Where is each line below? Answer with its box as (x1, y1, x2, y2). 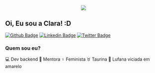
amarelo (5, 64, 22, 70)
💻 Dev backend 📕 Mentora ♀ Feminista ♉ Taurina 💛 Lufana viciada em (5, 56, 150, 62)
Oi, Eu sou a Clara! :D (5, 19, 71, 27)
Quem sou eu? (5, 45, 41, 52)
